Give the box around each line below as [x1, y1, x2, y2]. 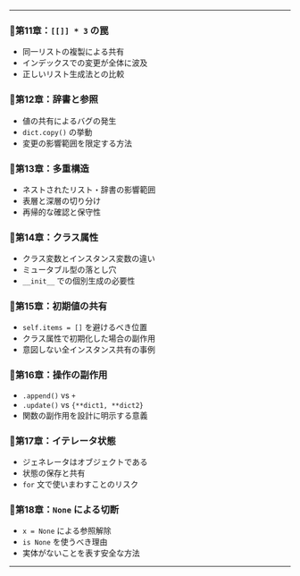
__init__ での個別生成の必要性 [21, 275, 136, 286]
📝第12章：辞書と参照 [9, 93, 98, 106]
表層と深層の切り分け [21, 195, 101, 206]
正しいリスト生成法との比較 [21, 69, 125, 80]
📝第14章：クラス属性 [9, 231, 99, 243]
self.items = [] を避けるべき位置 [21, 322, 148, 333]
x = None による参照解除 [21, 525, 112, 537]
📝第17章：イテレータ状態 [9, 435, 116, 447]
